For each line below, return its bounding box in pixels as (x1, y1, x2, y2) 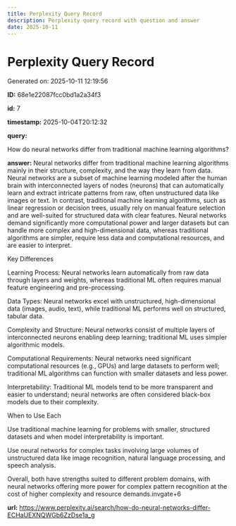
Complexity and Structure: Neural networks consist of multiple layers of (7, 325, 215, 334)
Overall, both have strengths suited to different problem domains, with (7, 475, 211, 483)
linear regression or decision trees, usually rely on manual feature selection (7, 203, 225, 212)
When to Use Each (7, 411, 61, 420)
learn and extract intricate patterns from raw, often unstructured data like (7, 189, 220, 197)
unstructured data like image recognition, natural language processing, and (7, 453, 225, 462)
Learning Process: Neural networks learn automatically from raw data (7, 268, 209, 277)
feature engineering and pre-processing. (7, 283, 125, 292)
